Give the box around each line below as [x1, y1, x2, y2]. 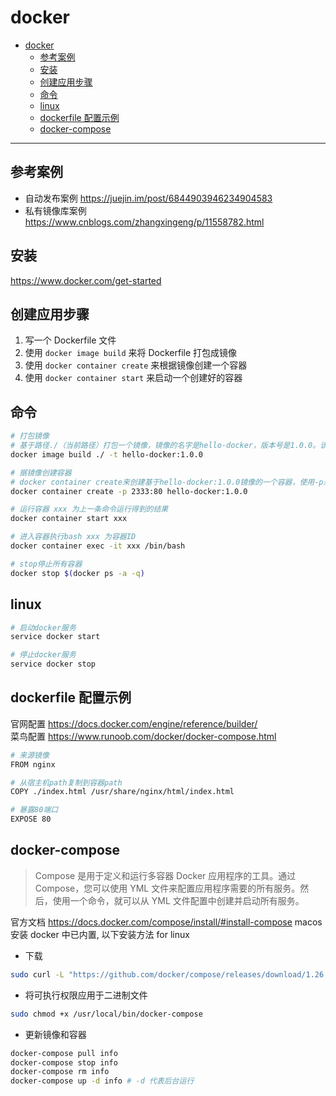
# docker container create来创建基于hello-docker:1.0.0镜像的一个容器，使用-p [10, 477, 324, 487]
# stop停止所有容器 [10, 559, 83, 569]
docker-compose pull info [10, 1048, 118, 1058]
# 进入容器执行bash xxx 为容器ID [10, 532, 137, 542]
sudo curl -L [10, 969, 65, 980]
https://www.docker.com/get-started [10, 274, 162, 286]
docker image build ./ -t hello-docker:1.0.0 [10, 449, 203, 460]
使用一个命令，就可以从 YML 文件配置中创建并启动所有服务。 [52, 894, 305, 906]
